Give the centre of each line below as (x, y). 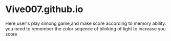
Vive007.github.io (44, 9)
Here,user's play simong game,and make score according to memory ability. (86, 23)
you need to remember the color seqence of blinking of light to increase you (85, 28)
